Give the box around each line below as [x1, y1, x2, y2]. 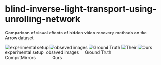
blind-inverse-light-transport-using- [5, 3, 157, 15]
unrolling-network [5, 14, 81, 25]
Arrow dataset [5, 35, 34, 41]
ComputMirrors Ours [5, 54, 62, 60]
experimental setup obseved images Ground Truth [5, 49, 112, 55]
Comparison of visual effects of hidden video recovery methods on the [5, 30, 147, 35]
